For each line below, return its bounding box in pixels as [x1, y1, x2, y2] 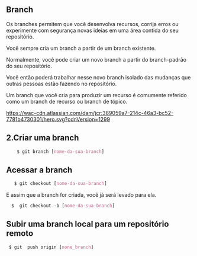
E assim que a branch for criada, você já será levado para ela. [6, 191, 157, 199]
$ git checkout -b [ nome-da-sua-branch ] [11, 203, 115, 209]
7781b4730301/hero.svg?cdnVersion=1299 [6, 116, 111, 123]
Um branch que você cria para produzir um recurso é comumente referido [6, 91, 188, 98]
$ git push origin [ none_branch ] [8, 244, 94, 250]
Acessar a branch [6, 165, 73, 175]
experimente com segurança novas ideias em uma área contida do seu [6, 27, 179, 34]
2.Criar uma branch [6, 133, 79, 143]
